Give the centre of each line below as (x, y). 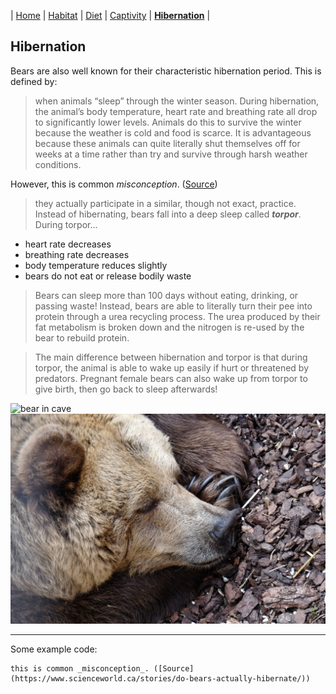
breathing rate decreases (77, 254)
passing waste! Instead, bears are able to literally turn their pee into (173, 306)
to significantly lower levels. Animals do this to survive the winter (168, 122)
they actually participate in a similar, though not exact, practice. (165, 203)
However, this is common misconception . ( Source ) (114, 184)
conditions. (58, 164)
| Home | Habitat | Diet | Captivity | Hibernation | (110, 15)
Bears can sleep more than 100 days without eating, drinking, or (166, 295)
